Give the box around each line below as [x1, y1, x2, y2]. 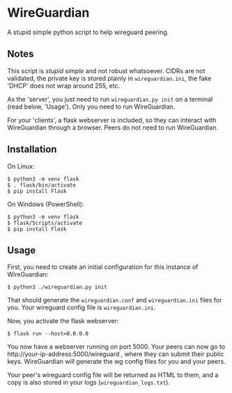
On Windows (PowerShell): [7, 200, 84, 208]
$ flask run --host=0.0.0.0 [7, 330, 89, 337]
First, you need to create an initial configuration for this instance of [7, 263, 199, 271]
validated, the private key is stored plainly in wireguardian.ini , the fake [7, 74, 212, 82]
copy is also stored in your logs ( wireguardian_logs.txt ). [7, 378, 171, 387]
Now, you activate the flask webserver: [7, 317, 119, 325]
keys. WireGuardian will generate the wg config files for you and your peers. [7, 357, 226, 366]
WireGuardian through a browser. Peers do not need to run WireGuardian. [7, 123, 218, 132]
